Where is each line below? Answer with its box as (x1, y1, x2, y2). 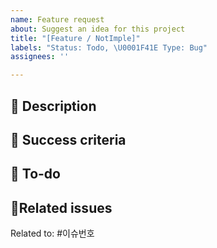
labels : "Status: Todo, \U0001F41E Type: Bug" (10, 42, 208, 53)
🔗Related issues (10, 199, 113, 216)
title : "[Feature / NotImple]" (10, 33, 141, 43)
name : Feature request (10, 14, 105, 25)
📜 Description (10, 97, 97, 115)
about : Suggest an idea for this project (10, 24, 186, 34)
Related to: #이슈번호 (10, 227, 95, 240)
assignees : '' (10, 52, 70, 62)
